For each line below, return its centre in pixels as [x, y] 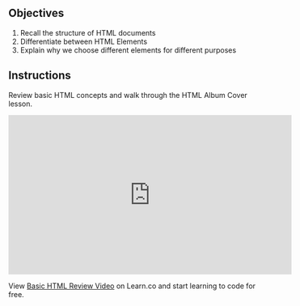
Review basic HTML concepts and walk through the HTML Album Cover [128, 95]
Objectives [36, 13]
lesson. [21, 104]
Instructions [40, 76]
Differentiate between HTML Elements [84, 41]
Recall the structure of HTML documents [88, 32]
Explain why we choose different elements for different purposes [128, 50]
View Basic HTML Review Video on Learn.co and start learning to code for [132, 286]
